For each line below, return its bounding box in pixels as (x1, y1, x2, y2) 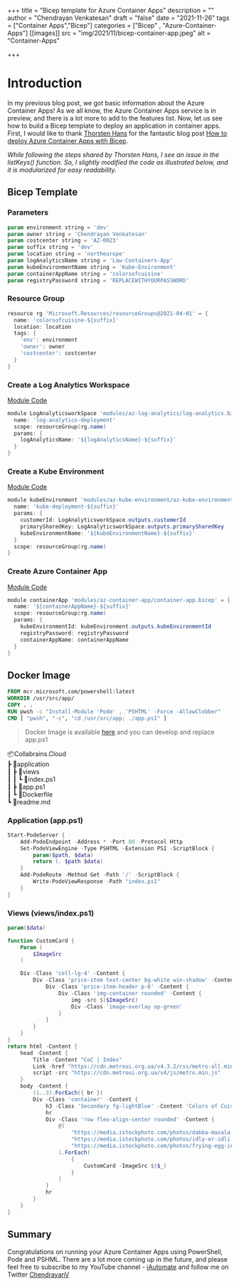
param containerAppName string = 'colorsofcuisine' (7, 270, 164, 277)
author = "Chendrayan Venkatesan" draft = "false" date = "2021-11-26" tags (7, 14, 230, 22)
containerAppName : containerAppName (20, 636, 129, 643)
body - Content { (20, 1083, 69, 1090)
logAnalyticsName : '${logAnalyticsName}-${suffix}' (20, 437, 176, 444)
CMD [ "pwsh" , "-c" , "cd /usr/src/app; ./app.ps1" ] (7, 715, 167, 722)
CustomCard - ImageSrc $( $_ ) (83, 1162, 167, 1169)
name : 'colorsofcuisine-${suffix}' (14, 317, 119, 324)
